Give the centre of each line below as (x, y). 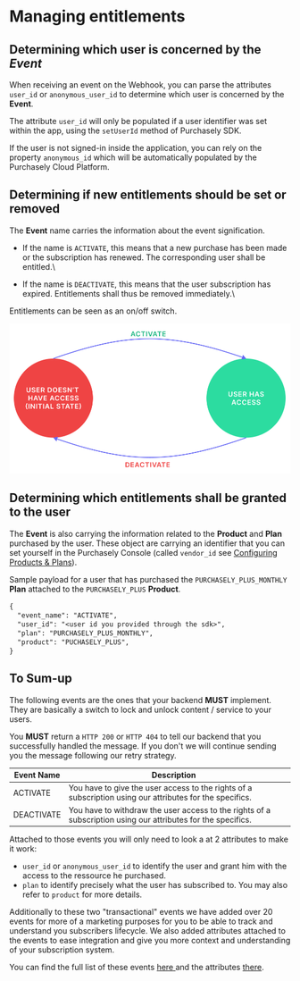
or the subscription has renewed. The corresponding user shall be (144, 257)
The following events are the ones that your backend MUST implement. (141, 700)
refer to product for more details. (82, 894)
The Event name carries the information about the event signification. (137, 231)
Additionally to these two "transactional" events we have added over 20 (141, 912)
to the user (40, 512)
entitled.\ (38, 266)
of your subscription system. (62, 950)
